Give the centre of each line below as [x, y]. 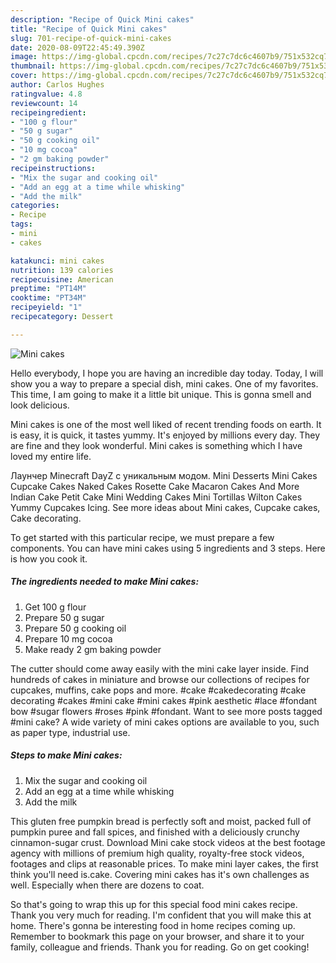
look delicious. [40, 405]
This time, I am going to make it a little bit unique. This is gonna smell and [161, 394]
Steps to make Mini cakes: [66, 755]
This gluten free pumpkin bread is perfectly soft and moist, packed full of [161, 821]
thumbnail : [33, 66]
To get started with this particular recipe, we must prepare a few [142, 537]
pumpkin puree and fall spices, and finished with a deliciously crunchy [155, 832]
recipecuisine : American [62, 279]
